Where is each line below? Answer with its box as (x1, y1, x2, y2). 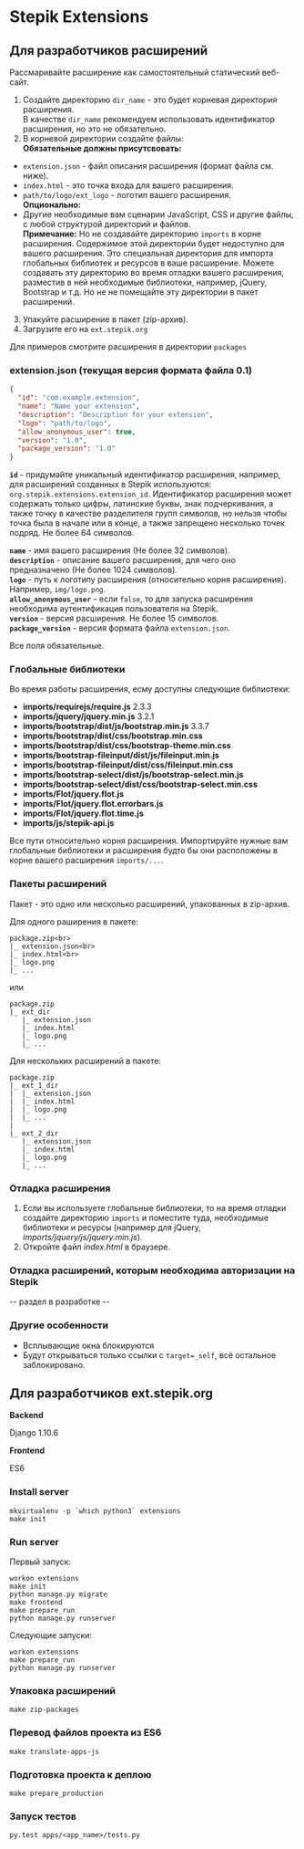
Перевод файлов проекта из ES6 (9, 1727, 162, 1739)
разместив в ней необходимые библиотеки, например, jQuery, (22, 277, 268, 287)
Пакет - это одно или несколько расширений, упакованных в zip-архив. (9, 898, 290, 909)
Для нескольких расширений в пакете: (9, 1055, 162, 1066)
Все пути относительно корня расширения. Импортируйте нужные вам (9, 835, 289, 846)
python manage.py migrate (9, 1590, 107, 1599)
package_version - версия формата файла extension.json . (9, 622, 230, 633)
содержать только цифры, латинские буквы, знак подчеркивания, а (9, 498, 274, 509)
